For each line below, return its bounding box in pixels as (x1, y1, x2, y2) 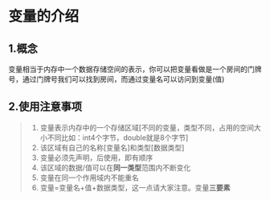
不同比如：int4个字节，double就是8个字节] (47, 133, 189, 142)
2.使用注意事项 (8, 100, 83, 114)
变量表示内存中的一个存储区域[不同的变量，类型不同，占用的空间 (39, 122, 255, 132)
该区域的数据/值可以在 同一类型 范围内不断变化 (39, 162, 191, 172)
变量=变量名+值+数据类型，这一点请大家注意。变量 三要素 (39, 182, 231, 192)
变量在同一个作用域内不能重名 (39, 173, 139, 182)
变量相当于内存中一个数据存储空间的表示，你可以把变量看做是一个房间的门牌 (8, 65, 262, 74)
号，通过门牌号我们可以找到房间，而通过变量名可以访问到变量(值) (8, 74, 225, 84)
